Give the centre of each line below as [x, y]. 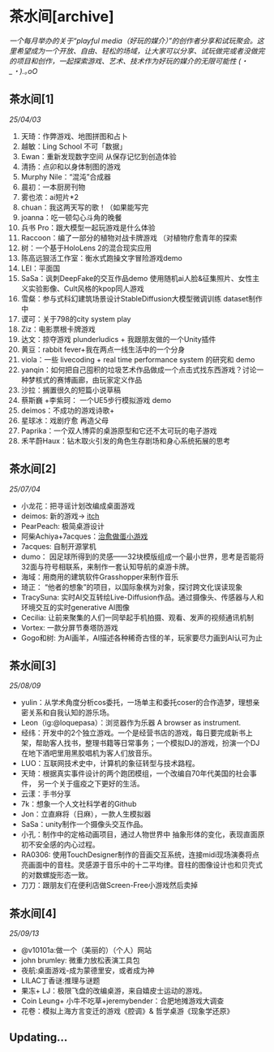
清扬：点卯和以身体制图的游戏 [71, 167]
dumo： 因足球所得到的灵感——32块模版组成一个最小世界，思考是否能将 [142, 556]
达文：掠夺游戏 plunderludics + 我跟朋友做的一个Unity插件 [118, 339]
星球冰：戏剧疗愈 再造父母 [64, 420]
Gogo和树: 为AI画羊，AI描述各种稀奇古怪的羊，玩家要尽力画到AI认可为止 [141, 638]
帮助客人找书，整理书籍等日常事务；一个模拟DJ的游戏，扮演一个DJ [148, 743]
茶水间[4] [33, 913]
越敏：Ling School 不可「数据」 [74, 146]
